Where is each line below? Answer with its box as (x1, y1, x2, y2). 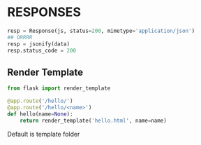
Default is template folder (7, 130, 80, 138)
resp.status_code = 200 (7, 47, 77, 54)
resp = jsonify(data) (7, 40, 70, 48)
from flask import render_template (7, 85, 111, 92)
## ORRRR (7, 34, 33, 41)
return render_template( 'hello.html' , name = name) (20, 117, 167, 124)
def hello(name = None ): (7, 110, 73, 118)
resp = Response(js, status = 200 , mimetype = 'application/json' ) (7, 27, 195, 34)
